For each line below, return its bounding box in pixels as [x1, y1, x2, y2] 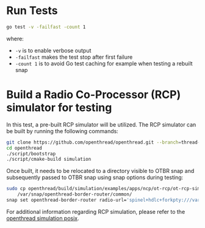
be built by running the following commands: [6, 127, 119, 134]
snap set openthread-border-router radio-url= [6, 197, 127, 203]
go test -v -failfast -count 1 [6, 24, 86, 30]
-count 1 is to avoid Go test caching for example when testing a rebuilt [15, 59, 193, 67]
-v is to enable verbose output [15, 46, 92, 54]
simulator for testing [6, 101, 112, 114]
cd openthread [6, 145, 43, 151]
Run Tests [6, 4, 58, 18]
